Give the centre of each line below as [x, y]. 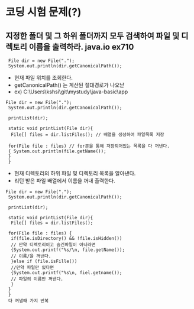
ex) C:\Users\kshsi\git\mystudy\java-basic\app [71, 92]
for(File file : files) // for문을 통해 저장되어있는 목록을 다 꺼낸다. [89, 146]
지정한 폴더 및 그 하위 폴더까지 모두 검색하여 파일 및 [93, 36]
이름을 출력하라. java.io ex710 [81, 47]
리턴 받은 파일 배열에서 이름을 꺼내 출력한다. [65, 180]
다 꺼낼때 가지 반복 [28, 301]
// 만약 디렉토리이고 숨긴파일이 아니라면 [53, 245]
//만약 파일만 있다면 [33, 268]
